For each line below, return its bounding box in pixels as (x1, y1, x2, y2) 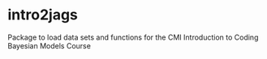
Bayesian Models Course (7, 40, 91, 50)
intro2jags (7, 6, 79, 24)
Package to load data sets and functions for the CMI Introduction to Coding (7, 32, 259, 42)
